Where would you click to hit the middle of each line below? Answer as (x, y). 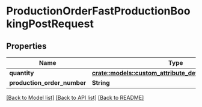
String (101, 83)
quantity (22, 73)
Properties (26, 46)
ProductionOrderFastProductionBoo (98, 11)
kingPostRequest (50, 24)
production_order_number (47, 83)
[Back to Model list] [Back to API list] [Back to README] (75, 98)
